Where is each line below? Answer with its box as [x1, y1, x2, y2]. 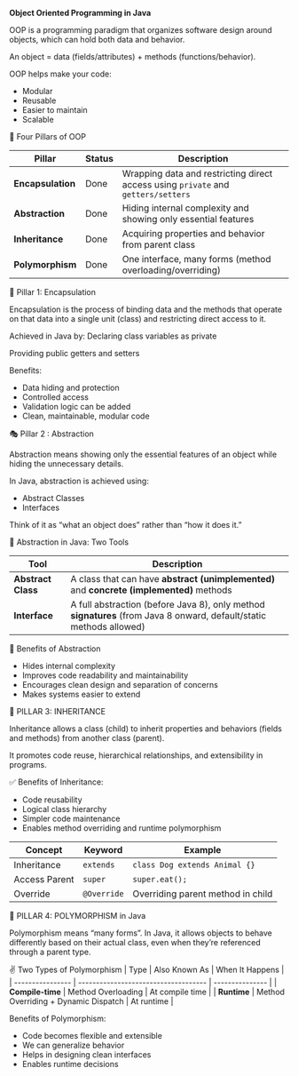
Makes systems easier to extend [21, 689, 141, 699]
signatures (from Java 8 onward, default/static [70, 610, 267, 621]
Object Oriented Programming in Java [9, 8, 152, 18]
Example [184, 844, 222, 856]
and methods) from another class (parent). [9, 733, 165, 743]
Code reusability [21, 794, 82, 805]
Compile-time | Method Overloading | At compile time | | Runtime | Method [9, 986, 286, 997]
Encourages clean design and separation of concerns [21, 680, 219, 689]
